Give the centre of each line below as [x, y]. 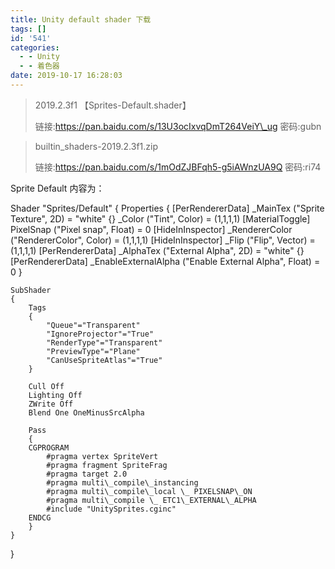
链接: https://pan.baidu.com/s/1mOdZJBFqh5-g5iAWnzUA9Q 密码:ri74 [178, 167]
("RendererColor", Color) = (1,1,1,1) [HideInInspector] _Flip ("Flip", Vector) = [163, 240]
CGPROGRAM [49, 447]
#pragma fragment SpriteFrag [107, 465]
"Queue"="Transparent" [93, 325]
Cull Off [46, 386]
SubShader [31, 290]
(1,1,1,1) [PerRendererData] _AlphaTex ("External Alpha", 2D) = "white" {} [157, 250]
